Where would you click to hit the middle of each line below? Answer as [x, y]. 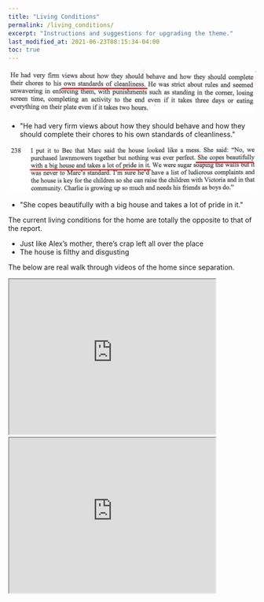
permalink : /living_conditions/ [61, 25]
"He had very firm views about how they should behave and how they [132, 125]
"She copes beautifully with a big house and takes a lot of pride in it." [131, 204]
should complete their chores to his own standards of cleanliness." [127, 134]
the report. [26, 228]
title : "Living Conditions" [54, 17]
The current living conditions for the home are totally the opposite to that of [130, 220]
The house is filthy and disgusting [74, 251]
